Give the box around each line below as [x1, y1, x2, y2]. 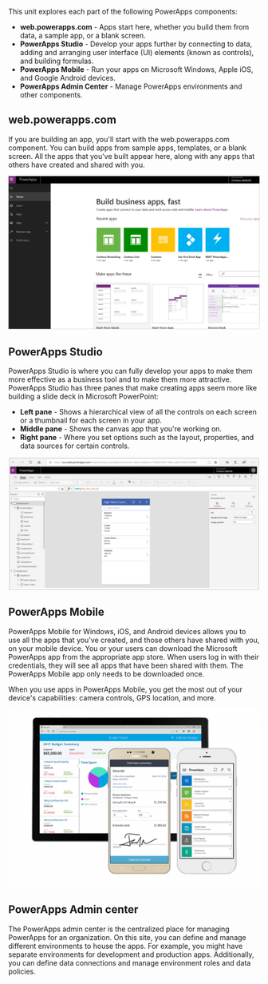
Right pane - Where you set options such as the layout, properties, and [19, 433, 254, 442]
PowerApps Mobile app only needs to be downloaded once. [8, 669, 205, 678]
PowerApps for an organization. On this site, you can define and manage [8, 932, 246, 942]
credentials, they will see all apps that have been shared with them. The [8, 661, 244, 670]
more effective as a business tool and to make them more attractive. [8, 375, 232, 384]
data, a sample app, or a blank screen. [19, 31, 146, 40]
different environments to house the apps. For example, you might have [8, 941, 243, 950]
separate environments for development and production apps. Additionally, [8, 950, 254, 959]
